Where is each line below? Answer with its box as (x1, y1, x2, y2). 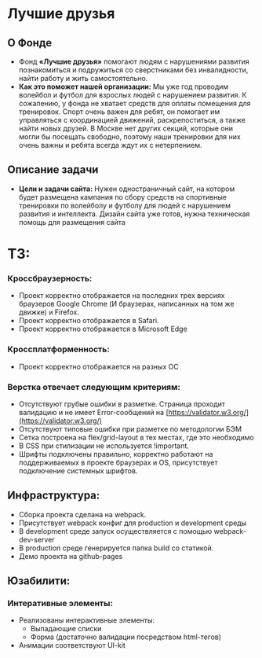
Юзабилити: (7, 575, 71, 588)
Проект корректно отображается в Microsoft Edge (18, 324, 187, 334)
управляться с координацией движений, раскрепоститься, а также (18, 116, 246, 124)
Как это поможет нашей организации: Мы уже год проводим (18, 82, 229, 91)
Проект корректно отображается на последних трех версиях (18, 291, 225, 300)
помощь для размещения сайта (18, 217, 126, 226)
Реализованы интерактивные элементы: (18, 616, 155, 625)
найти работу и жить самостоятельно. (18, 74, 148, 83)
